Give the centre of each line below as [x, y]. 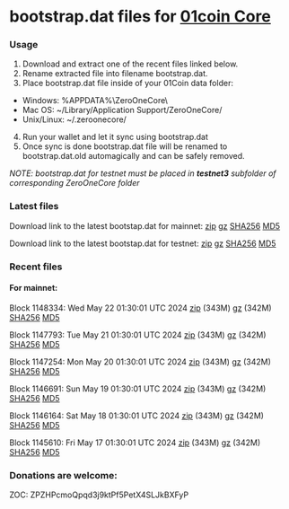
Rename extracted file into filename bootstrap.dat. [115, 74]
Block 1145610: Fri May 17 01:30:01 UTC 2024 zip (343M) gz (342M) [135, 443]
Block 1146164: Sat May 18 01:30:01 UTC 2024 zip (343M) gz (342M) [137, 416]
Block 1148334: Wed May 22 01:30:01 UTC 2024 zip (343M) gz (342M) [140, 308]
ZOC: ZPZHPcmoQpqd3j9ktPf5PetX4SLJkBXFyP [99, 495]
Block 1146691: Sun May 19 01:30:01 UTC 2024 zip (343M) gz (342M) [138, 389]
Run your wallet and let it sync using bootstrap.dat [115, 137]
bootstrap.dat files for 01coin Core [140, 17]
